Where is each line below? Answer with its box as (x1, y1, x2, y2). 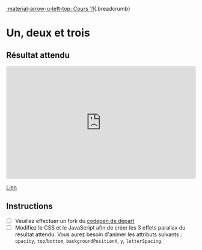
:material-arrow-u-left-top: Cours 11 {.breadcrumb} (6, 5, 130, 12)
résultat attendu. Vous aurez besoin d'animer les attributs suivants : (14, 231, 182, 238)
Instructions (6, 201, 53, 212)
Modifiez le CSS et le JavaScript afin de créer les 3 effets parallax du (14, 224, 186, 231)
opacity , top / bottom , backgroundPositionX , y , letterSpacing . (14, 237, 163, 244)
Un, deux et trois (6, 26, 90, 40)
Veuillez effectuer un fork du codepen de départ (14, 217, 135, 224)
